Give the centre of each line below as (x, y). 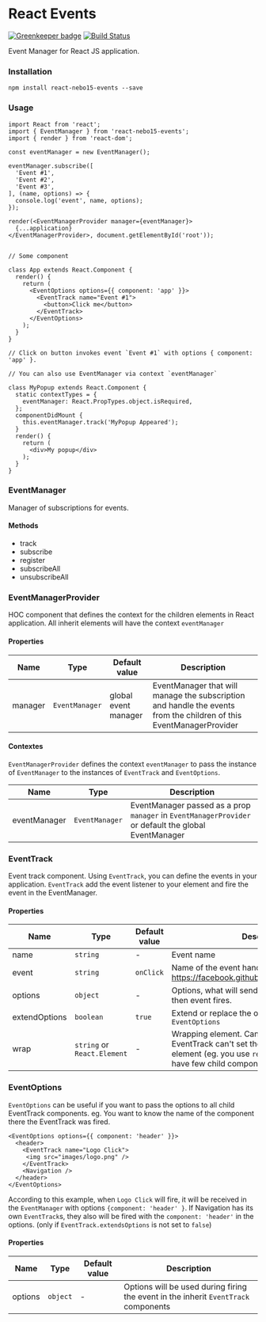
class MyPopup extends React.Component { (78, 387)
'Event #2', (35, 180)
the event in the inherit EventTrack (187, 1297)
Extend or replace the (211, 1013)
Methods (23, 526)
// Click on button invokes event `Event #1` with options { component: (131, 353)
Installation (30, 71)
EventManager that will (195, 686)
